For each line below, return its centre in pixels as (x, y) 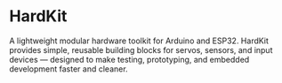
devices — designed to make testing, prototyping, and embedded (129, 59)
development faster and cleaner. (68, 69)
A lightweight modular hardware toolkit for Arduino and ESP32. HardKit (139, 41)
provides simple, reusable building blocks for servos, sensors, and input (141, 49)
